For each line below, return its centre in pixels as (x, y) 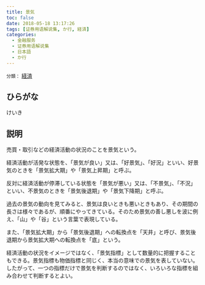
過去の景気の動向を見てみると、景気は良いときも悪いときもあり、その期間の (102, 204)
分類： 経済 (19, 76)
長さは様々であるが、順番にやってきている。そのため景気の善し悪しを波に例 (102, 212)
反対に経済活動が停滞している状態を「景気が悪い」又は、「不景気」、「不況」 (101, 183)
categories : (21, 35)
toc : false (20, 18)
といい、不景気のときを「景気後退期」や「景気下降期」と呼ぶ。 (86, 191)
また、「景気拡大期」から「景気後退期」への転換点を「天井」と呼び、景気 (99, 232)
